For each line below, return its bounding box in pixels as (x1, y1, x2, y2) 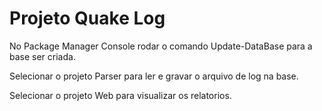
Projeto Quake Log (9, 7, 166, 30)
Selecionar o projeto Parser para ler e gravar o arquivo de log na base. (9, 70, 299, 82)
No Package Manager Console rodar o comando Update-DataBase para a (9, 40, 313, 52)
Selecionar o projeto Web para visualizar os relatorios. (9, 89, 232, 101)
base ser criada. (9, 50, 76, 62)
